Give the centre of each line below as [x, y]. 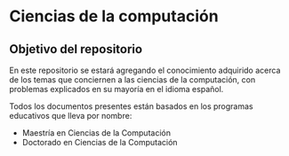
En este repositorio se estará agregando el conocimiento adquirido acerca [145, 70]
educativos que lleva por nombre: [71, 116]
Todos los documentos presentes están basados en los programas [131, 106]
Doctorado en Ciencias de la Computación [100, 142]
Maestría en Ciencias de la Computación [96, 133]
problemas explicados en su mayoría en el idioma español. [116, 89]
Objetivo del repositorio [76, 49]
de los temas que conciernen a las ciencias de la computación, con [132, 80]
